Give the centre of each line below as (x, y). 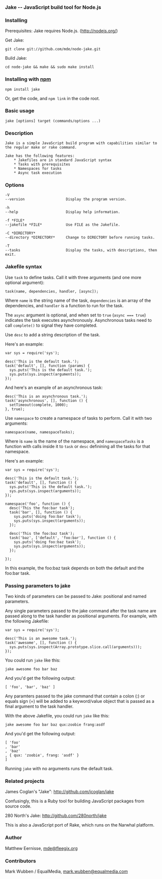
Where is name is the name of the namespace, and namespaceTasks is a (74, 441)
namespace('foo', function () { (38, 504)
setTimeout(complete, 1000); (39, 405)
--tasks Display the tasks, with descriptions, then (81, 250)
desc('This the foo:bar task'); (42, 508)
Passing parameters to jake (38, 585)
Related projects (25, 781)
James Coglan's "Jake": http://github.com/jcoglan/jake (60, 792)
